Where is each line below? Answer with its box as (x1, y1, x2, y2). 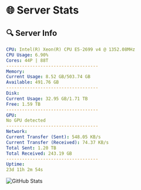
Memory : (6, 68, 25, 74)
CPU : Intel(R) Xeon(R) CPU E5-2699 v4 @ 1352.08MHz (6, 46, 135, 52)
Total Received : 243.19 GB (6, 151, 72, 156)
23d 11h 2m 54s (6, 167, 43, 173)
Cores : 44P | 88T (6, 57, 49, 64)
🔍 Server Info (6, 28, 58, 38)
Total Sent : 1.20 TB (6, 145, 57, 151)
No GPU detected (6, 118, 46, 124)
